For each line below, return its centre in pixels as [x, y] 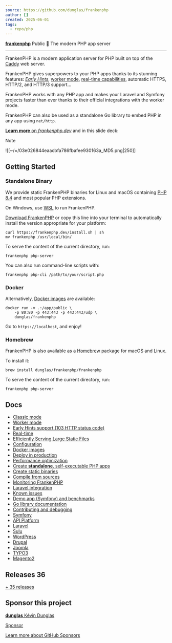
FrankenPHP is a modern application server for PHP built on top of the [79, 58]
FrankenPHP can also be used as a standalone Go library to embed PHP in [84, 115]
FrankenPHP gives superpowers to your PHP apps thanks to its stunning [81, 74]
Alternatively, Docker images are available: [50, 299]
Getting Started [30, 167]
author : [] [17, 15]
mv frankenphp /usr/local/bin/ [39, 237]
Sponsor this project [38, 603]
